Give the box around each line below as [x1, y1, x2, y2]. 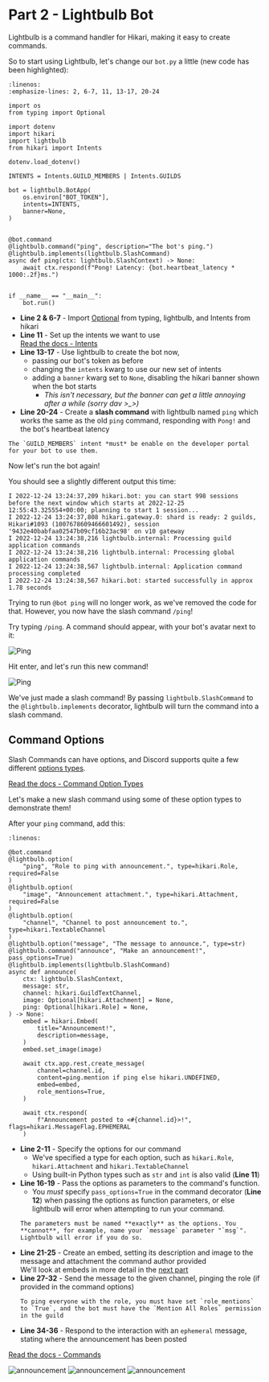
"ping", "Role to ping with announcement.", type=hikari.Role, [22, 862, 239, 870]
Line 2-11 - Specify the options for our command [19, 1144, 181, 1153]
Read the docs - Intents [19, 338, 98, 348]
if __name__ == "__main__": [8, 291, 103, 299]
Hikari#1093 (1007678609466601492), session [8, 520, 160, 528]
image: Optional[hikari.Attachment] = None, [22, 996, 174, 1004]
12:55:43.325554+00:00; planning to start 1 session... [8, 505, 199, 514]
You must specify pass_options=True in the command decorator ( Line [31, 1186, 262, 1196]
